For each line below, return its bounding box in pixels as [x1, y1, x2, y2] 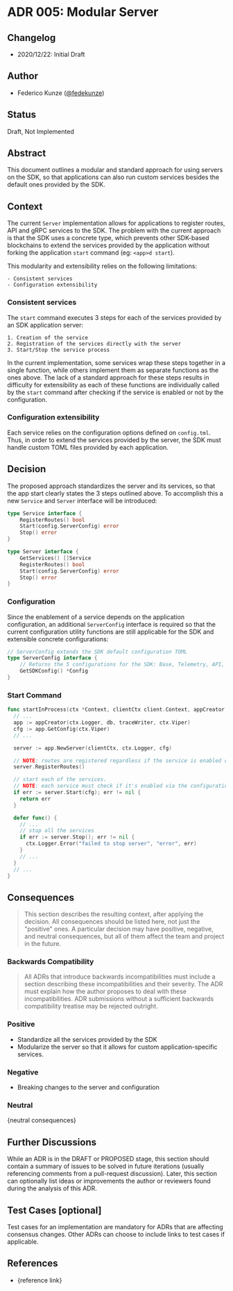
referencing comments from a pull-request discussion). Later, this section [7, 1170, 217, 1178]
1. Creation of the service [7, 334, 89, 341]
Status [7, 109, 37, 121]
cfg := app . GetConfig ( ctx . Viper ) [13, 725, 110, 732]
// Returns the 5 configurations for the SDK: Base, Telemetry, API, [19, 661, 225, 668]
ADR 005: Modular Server [7, 4, 159, 20]
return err [19, 795, 51, 802]
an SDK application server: [7, 321, 83, 329]
